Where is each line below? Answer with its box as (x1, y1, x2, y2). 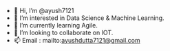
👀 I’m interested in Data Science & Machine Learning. (13, 14, 164, 22)
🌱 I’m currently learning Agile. (13, 21, 98, 29)
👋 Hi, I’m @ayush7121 (13, 7, 74, 14)
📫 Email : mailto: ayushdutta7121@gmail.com (13, 37, 140, 44)
